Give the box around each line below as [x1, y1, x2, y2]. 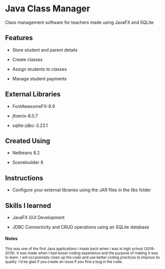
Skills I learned [5, 201, 51, 210]
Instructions [5, 174, 43, 182]
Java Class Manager [5, 3, 90, 14]
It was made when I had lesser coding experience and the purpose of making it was [16, 251, 159, 256]
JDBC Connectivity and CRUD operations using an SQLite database [12, 224, 149, 230]
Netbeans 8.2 [12, 150, 40, 156]
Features [5, 34, 33, 42]
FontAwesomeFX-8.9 [12, 103, 55, 109]
